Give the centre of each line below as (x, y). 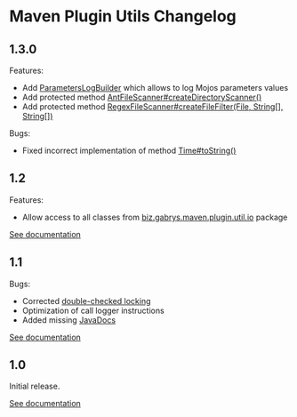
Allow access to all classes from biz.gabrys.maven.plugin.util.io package (155, 217)
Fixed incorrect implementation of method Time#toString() (129, 150)
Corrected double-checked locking (86, 301)
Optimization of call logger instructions (93, 310)
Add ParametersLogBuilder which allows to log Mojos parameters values (155, 88)
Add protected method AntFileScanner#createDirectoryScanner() (142, 97)
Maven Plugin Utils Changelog (123, 16)
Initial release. (35, 386)
